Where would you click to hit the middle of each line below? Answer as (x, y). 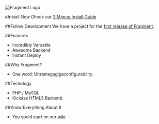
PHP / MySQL (26, 93)
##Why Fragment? (24, 65)
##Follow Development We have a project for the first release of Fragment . (79, 26)
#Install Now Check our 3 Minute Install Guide (51, 17)
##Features (16, 36)
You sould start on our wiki (39, 117)
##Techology (18, 83)
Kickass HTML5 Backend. (38, 98)
